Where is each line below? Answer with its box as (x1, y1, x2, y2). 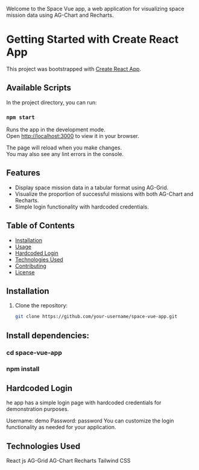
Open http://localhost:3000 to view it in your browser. (6, 133, 140, 140)
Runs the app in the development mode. (6, 126, 106, 133)
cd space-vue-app (6, 348, 62, 357)
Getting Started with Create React (6, 33, 179, 46)
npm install (6, 365, 40, 373)
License (14, 268, 35, 276)
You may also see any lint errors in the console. (6, 151, 124, 158)
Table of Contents (6, 221, 75, 231)
